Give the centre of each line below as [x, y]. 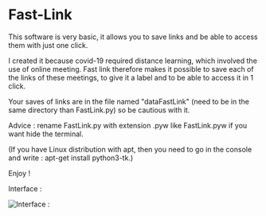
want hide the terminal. [46, 134]
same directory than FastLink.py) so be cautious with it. [99, 110]
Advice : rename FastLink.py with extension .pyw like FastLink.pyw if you [128, 125]
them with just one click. [48, 45]
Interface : [25, 188]
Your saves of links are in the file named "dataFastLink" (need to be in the [129, 101]
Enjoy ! [20, 173]
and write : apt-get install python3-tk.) [71, 158]
